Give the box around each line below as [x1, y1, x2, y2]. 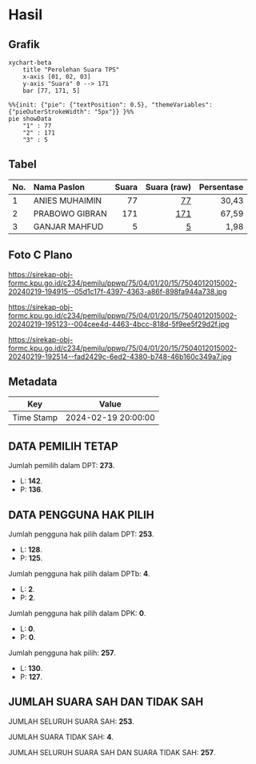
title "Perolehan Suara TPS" [22, 66, 120, 74]
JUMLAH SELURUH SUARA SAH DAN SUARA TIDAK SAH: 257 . [8, 747, 216, 757]
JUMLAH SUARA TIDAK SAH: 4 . [8, 732, 114, 742]
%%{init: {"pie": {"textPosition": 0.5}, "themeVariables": [8, 101, 214, 109]
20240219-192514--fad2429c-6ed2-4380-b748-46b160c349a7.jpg [8, 351, 232, 362]
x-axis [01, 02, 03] [22, 73, 91, 81]
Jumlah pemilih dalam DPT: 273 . [8, 461, 115, 471]
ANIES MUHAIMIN [33, 195, 102, 206]
